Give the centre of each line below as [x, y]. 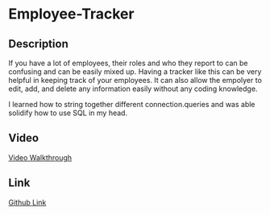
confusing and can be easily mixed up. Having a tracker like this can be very [135, 72]
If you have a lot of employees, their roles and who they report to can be [128, 63]
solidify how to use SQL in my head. [68, 113]
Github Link [27, 202]
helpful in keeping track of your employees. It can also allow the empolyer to [135, 80]
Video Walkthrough [40, 157]
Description [38, 44]
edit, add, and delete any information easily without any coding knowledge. [133, 89]
